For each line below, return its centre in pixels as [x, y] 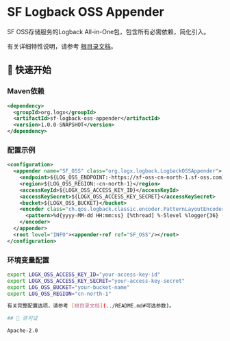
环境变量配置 [28, 260]
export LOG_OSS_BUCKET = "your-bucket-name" [68, 287]
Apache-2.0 [23, 331]
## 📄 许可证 [23, 318]
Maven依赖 [26, 91]
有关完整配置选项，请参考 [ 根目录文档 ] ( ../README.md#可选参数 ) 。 [91, 306]
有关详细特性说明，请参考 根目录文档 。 [62, 46]
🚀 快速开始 [29, 70]
